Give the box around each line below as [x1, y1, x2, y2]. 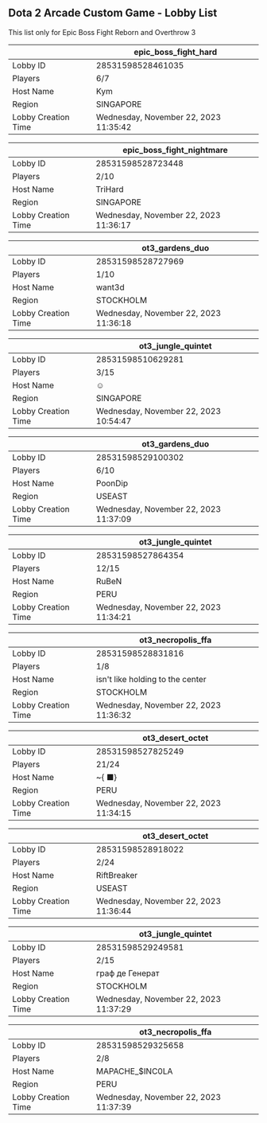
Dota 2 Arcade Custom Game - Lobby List [8, 6, 218, 20]
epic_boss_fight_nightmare [122, 144, 228, 155]
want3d [95, 282, 125, 293]
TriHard [95, 183, 124, 194]
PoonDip [95, 478, 129, 489]
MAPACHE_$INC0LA [95, 1066, 173, 1077]
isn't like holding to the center [95, 673, 207, 684]
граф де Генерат [95, 967, 160, 978]
